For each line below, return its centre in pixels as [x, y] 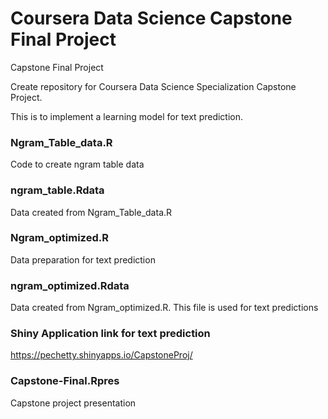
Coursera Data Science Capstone [151, 18]
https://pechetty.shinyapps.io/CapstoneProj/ [101, 355]
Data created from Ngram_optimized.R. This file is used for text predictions [164, 308]
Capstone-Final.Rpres [65, 381]
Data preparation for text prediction [83, 259]
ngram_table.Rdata [57, 190]
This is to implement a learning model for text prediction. [127, 116]
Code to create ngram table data [77, 164]
